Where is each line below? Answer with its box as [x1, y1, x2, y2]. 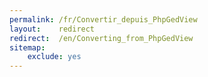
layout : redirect [9, 24, 96, 34]
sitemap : [9, 42, 46, 53]
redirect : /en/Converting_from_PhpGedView [9, 33, 194, 43]
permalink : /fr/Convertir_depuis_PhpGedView [9, 14, 198, 25]
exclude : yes [27, 52, 82, 62]
